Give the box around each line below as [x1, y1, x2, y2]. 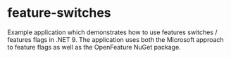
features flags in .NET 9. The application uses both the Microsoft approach [7, 35, 224, 43]
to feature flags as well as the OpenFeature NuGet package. [7, 43, 181, 51]
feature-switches [7, 5, 111, 21]
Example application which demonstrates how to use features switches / [7, 28, 218, 36]
